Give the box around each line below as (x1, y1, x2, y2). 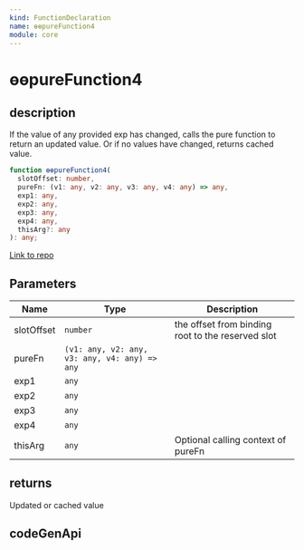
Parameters (9, 275, 77, 291)
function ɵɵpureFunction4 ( (9, 166, 111, 175)
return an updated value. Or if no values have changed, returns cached (9, 139, 274, 150)
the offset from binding (174, 318, 272, 331)
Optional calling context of (174, 434, 287, 447)
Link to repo (9, 250, 54, 261)
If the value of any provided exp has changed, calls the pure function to (9, 129, 276, 140)
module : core (9, 30, 59, 39)
